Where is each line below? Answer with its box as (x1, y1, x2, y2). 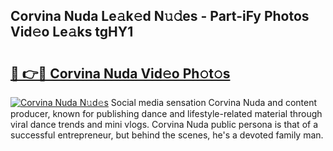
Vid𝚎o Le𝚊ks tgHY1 (10, 24, 134, 41)
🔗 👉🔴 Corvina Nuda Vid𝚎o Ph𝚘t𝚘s (10, 65, 231, 82)
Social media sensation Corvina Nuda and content (110, 97, 318, 108)
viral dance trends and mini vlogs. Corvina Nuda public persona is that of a (10, 119, 319, 130)
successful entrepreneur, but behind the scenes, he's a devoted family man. (10, 129, 324, 141)
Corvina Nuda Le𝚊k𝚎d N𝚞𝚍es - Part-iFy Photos (10, 8, 310, 25)
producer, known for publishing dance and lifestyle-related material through (10, 108, 323, 119)
